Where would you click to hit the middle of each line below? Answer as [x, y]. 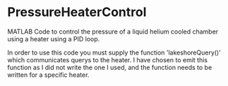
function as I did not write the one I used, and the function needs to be [110, 67]
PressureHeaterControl [77, 12]
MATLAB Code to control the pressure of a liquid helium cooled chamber [113, 31]
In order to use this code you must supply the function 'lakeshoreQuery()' [114, 52]
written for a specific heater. [48, 75]
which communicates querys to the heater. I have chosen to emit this [108, 59]
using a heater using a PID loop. [54, 38]
